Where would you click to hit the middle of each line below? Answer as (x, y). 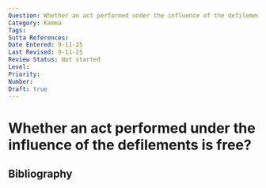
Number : (21, 81)
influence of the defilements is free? (130, 145)
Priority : (25, 74)
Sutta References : (38, 38)
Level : (19, 67)
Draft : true (28, 89)
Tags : (17, 30)
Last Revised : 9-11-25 (46, 52)
